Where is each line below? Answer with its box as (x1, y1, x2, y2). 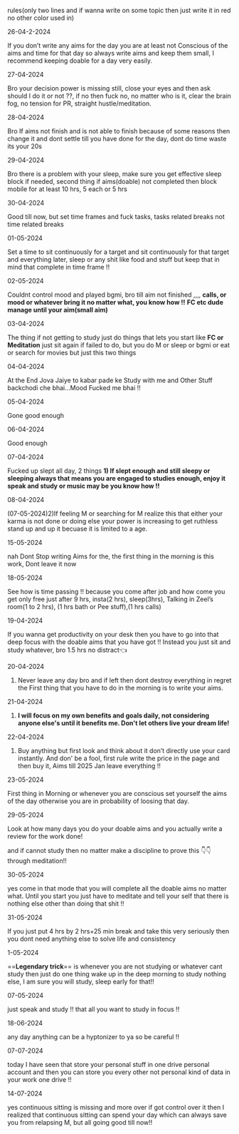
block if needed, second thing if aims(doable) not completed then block (7, 178, 217, 185)
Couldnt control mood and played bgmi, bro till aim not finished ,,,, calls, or (7, 290, 227, 299)
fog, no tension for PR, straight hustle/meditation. (7, 99, 152, 108)
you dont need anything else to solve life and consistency (7, 934, 176, 943)
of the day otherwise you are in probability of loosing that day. (7, 797, 190, 805)
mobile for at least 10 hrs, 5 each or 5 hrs (7, 185, 128, 193)
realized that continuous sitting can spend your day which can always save (7, 1110, 228, 1119)
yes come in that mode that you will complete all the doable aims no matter (7, 884, 227, 892)
